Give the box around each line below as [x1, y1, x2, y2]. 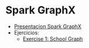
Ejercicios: [13, 29, 39, 36]
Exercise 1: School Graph [22, 35, 83, 42]
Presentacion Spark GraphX [13, 23, 81, 30]
